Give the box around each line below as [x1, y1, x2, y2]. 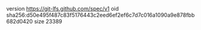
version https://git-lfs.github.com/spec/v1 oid [6, 5, 119, 12]
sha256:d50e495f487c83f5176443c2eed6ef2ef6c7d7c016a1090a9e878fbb [6, 11, 195, 19]
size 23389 [34, 18, 62, 25]
